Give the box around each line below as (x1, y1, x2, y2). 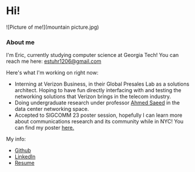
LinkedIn (14, 153, 36, 160)
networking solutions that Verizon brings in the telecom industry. (14, 93, 172, 100)
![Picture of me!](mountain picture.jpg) (6, 23, 99, 31)
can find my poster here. (14, 124, 75, 131)
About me (6, 38, 35, 46)
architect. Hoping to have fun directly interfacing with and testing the (14, 87, 181, 94)
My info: (6, 136, 26, 143)
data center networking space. (14, 106, 89, 113)
